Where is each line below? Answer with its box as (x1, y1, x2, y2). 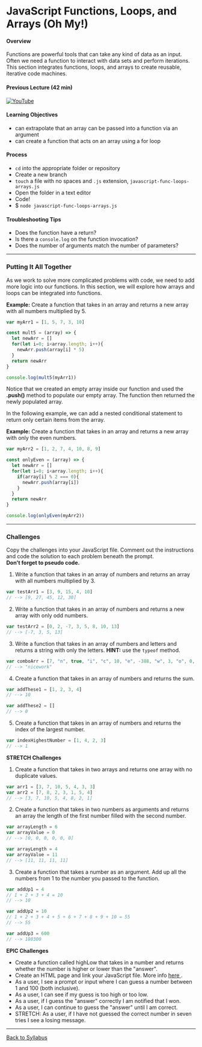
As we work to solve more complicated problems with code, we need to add (6, 276, 195, 284)
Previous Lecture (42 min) (6, 83, 73, 91)
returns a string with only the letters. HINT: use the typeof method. (14, 646, 180, 654)
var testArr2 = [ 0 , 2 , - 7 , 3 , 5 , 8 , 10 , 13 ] (6, 623, 120, 630)
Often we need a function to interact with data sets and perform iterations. (6, 57, 191, 65)
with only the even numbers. (6, 434, 77, 442)
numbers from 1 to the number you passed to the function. (14, 874, 160, 882)
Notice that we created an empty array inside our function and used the (6, 385, 183, 393)
